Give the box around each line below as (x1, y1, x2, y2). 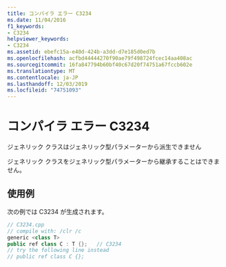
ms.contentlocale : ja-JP (7, 74, 79, 81)
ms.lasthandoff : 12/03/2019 (7, 81, 88, 87)
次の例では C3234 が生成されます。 (7, 207, 108, 215)
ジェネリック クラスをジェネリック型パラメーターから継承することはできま (7, 158, 220, 166)
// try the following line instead (7, 247, 110, 254)
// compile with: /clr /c (7, 228, 81, 235)
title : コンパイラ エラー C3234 (7, 10, 92, 17)
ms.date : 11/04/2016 (7, 17, 67, 23)
